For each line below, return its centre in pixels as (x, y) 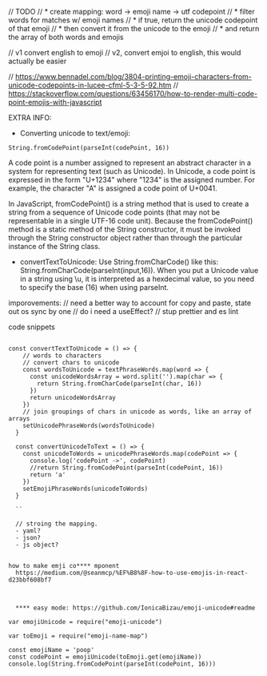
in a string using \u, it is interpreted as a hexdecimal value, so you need (137, 279)
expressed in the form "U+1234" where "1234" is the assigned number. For (132, 180)
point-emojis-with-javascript (55, 102)
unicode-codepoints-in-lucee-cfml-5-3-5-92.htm (90, 85)
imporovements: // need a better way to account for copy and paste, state (130, 303)
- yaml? (28, 531)
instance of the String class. (54, 246)
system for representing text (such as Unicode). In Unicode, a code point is (132, 171)
